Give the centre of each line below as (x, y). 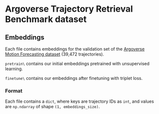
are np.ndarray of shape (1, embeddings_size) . (53, 107)
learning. (14, 69)
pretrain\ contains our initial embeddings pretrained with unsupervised (77, 64)
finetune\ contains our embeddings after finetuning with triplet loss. (74, 78)
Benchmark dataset (46, 19)
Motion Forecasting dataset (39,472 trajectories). (55, 54)
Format (14, 91)
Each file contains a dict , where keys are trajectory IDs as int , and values (79, 101)
